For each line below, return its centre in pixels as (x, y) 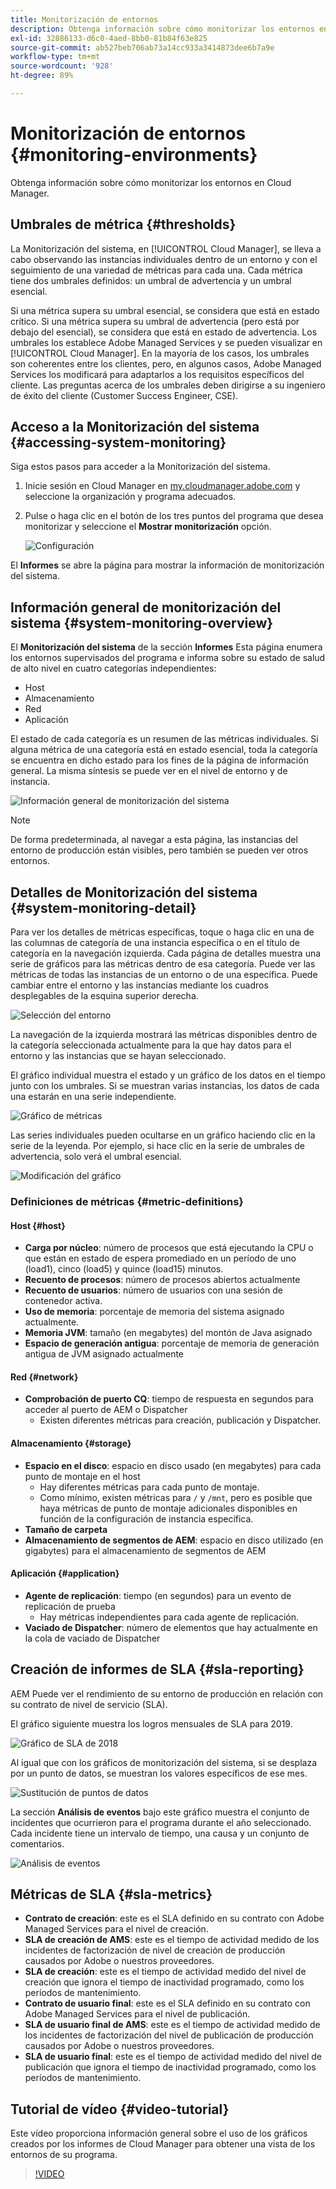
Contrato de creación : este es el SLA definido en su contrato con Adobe (174, 1918)
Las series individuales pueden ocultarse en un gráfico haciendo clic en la (163, 1135)
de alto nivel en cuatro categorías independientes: (113, 668)
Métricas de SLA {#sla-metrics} (111, 1894)
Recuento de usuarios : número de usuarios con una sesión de (153, 1290)
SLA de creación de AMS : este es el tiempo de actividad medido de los (172, 1940)
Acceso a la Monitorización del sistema (135, 427)
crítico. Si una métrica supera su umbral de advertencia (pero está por (155, 321)
